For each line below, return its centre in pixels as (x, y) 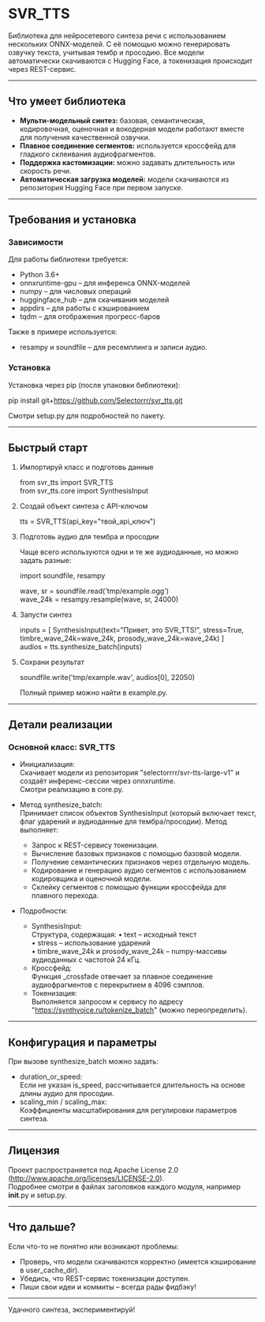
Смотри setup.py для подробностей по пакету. (87, 415)
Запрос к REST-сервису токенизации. (95, 845)
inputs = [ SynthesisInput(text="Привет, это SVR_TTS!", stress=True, (132, 629)
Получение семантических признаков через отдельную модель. (141, 862)
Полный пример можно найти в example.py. (93, 693)
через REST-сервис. (42, 69)
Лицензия (34, 1151)
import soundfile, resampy (62, 575)
